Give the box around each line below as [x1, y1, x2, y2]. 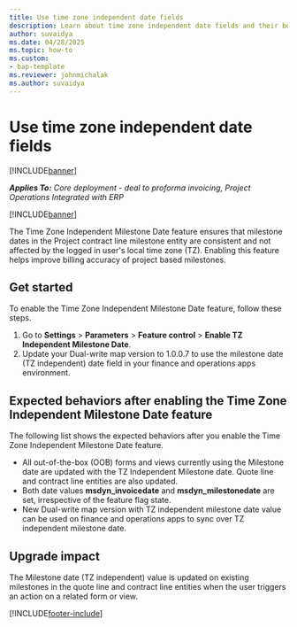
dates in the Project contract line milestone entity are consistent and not [9, 236, 271, 246]
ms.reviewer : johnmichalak [9, 71, 109, 80]
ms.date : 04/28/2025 [9, 37, 86, 47]
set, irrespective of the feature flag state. [21, 495, 171, 506]
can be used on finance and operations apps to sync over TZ [21, 514, 245, 524]
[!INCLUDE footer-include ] [9, 608, 103, 618]
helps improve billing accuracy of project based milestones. [9, 254, 227, 265]
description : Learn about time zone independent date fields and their [9, 21, 278, 30]
